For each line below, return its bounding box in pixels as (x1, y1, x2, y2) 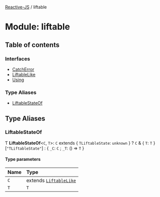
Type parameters (5, 156, 41, 162)
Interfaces (5, 55, 30, 62)
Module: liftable (5, 22, 70, 32)
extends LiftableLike (26, 177, 77, 184)
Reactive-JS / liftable (5, 4, 47, 10)
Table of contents (5, 41, 60, 49)
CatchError (12, 66, 35, 72)
